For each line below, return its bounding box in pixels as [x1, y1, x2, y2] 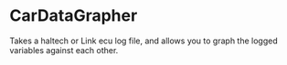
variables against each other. [9, 44, 119, 55]
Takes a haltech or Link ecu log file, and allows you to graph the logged [9, 35, 279, 46]
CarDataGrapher [9, 5, 138, 26]
